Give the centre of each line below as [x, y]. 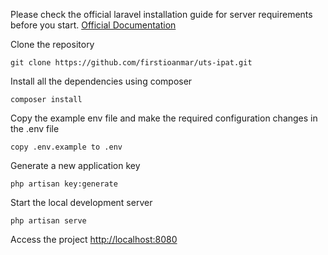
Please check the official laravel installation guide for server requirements [161, 14]
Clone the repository [52, 44]
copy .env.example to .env [66, 147]
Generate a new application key [75, 165]
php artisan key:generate [64, 184]
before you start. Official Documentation [93, 25]
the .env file [35, 128]
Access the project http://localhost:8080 [94, 239]
